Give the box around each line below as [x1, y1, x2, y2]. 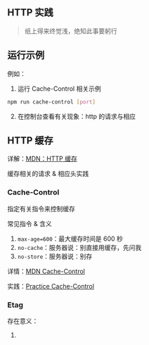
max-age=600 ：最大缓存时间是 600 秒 [17, 234, 123, 243]
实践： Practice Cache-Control [7, 282, 95, 290]
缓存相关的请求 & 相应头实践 [7, 170, 89, 178]
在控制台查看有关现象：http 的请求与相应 [17, 112, 136, 120]
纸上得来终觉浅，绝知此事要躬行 [24, 27, 117, 35]
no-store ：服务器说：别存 [17, 252, 93, 261]
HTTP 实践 [7, 6, 54, 19]
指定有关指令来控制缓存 [7, 204, 75, 213]
